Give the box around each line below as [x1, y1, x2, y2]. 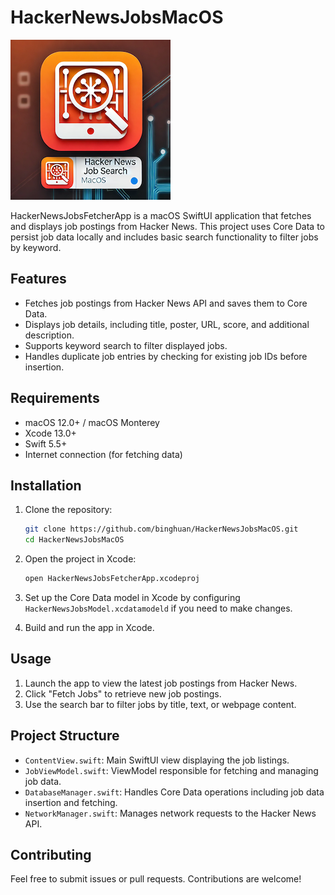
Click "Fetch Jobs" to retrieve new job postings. [24, 687, 222, 700]
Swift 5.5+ [24, 437, 68, 450]
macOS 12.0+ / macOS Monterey [24, 416, 160, 428]
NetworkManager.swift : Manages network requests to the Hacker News [24, 807, 317, 819]
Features [10, 271, 67, 288]
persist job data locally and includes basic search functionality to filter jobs [10, 231, 319, 243]
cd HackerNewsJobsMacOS [24, 535, 125, 545]
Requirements [10, 390, 100, 407]
